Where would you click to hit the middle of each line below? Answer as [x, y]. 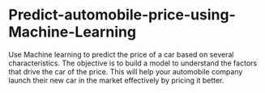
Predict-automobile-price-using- [122, 15]
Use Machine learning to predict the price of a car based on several [121, 54]
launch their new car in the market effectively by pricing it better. [116, 80]
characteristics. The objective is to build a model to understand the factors [133, 63]
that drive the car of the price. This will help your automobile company [126, 71]
